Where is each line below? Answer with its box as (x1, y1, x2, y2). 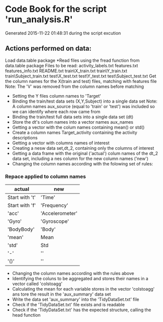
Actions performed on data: (5, 44, 92, 53)
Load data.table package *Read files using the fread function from (5, 57, 140, 63)
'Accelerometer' (40, 210, 78, 217)
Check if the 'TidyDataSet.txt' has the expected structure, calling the (12, 307, 151, 313)
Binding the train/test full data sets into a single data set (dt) (12, 114, 134, 120)
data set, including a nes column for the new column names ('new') (12, 156, 149, 161)
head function (12, 312, 41, 318)
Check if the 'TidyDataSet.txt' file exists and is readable (12, 302, 125, 308)
